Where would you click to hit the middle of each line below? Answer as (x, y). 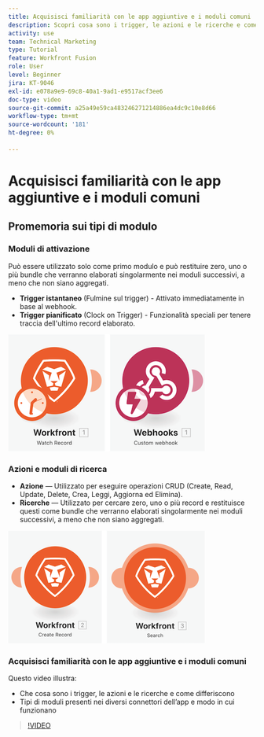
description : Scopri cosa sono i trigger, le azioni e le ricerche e (125, 25)
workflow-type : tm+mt (44, 116)
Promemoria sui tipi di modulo (83, 227)
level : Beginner (35, 75)
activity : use (31, 33)
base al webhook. (48, 306)
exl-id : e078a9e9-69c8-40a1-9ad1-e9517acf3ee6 (86, 91)
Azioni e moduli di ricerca (58, 469)
